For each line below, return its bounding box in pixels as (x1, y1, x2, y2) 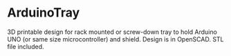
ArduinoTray (7, 5, 80, 21)
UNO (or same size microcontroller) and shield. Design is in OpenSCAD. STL (7, 35, 224, 43)
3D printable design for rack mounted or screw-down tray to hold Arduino (7, 28, 218, 36)
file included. (7, 42, 44, 50)
